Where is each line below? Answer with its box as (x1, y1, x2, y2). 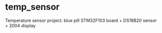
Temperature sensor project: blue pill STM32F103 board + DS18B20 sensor (5, 17, 157, 23)
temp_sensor (5, 1, 60, 13)
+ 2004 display (5, 22, 36, 28)
